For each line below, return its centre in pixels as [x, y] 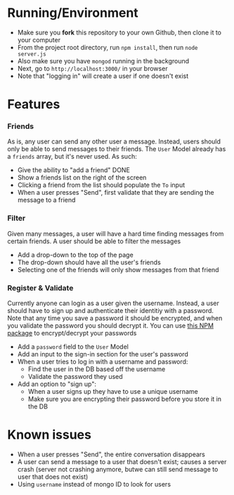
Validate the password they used [75, 377]
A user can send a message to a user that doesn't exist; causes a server [122, 461]
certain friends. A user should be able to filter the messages [94, 241]
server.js [32, 54]
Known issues [49, 435]
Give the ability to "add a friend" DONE [73, 170]
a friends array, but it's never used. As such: [72, 157]
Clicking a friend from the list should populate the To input [101, 185]
